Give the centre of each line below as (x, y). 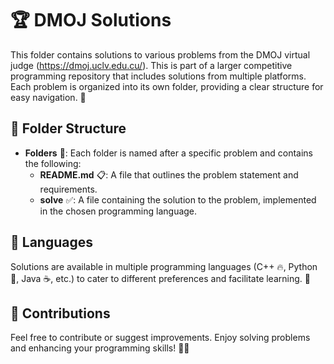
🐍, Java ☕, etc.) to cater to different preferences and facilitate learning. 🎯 (160, 278)
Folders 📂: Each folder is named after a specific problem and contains (168, 153)
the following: (53, 163)
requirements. (68, 189)
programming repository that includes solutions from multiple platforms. (158, 76)
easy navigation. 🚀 (48, 97)
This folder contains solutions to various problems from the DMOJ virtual (160, 54)
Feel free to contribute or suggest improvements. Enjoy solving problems (160, 338)
